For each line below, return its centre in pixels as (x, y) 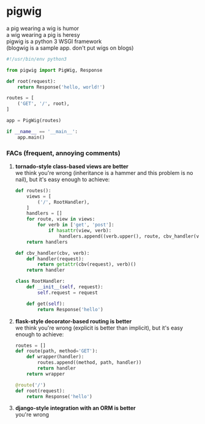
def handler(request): (55, 259)
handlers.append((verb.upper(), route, (110, 236)
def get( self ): (46, 304)
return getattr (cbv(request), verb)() (87, 264)
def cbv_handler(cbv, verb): (52, 253)
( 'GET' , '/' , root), (43, 104)
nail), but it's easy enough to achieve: (62, 179)
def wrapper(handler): (55, 357)
